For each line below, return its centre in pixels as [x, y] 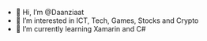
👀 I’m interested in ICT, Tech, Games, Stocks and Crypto [107, 20]
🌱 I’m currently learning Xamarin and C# [81, 29]
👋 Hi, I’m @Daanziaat [50, 12]
